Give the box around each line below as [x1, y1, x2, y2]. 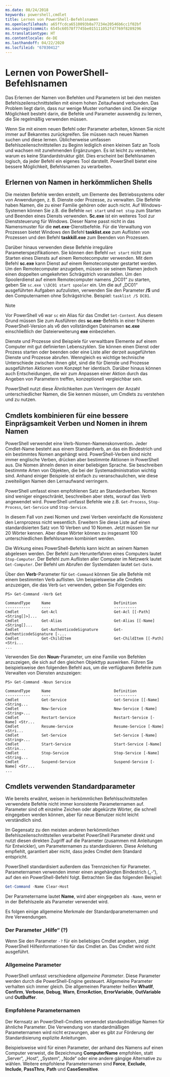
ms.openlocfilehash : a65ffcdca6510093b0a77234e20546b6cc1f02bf [5, 21, 142, 27]
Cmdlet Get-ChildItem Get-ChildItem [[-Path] [5, 636, 164, 641]
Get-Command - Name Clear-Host [5, 884, 69, 889]
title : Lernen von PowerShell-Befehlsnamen [5, 17, 99, 22]
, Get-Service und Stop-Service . [21, 504, 88, 510]
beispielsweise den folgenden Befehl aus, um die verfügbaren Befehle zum [5, 664, 162, 671]
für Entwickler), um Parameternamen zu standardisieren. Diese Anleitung [5, 843, 157, 849]
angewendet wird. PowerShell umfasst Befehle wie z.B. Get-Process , [5, 499, 148, 505]
